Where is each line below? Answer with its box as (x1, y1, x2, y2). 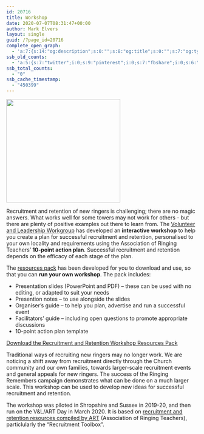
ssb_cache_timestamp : (6, 76, 61, 82)
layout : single (6, 32, 45, 38)
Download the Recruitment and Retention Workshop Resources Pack (6, 339, 178, 346)
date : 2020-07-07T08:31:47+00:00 (6, 20, 91, 26)
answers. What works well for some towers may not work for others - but (6, 214, 189, 221)
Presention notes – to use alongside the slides (15, 295, 131, 302)
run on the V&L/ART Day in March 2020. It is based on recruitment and (6, 408, 183, 415)
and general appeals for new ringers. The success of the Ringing (6, 370, 169, 378)
